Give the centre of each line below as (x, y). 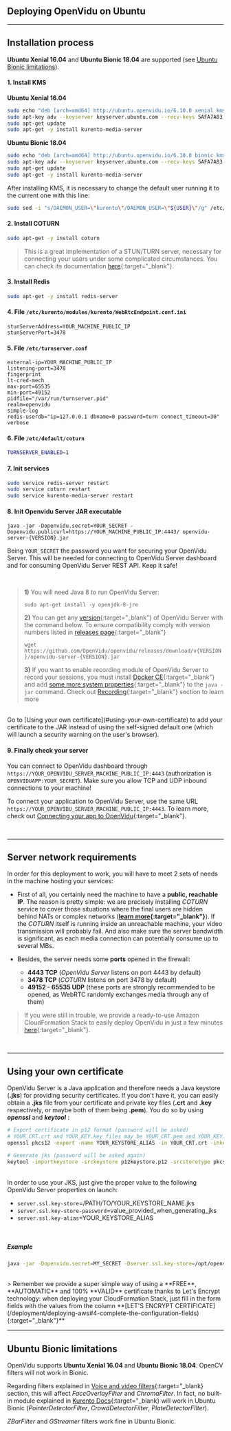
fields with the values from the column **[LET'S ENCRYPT (90, 1306)
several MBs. (35, 946)
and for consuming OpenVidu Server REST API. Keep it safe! (92, 566)
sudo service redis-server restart (58, 483)
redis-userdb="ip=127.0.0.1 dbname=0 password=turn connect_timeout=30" (113, 417)
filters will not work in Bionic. (48, 1373)
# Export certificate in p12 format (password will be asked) (98, 1130)
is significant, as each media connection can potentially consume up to (118, 938)
